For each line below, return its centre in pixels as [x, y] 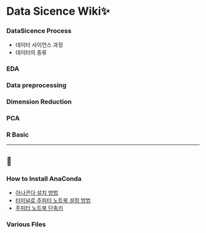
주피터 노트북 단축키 [39, 208]
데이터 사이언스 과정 [39, 45]
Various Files [26, 224]
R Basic [18, 135]
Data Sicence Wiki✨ [58, 11]
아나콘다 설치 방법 [36, 193]
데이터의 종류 [31, 53]
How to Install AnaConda [44, 178]
